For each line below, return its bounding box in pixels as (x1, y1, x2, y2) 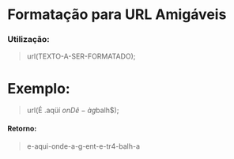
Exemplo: (7, 79, 70, 97)
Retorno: (7, 124, 37, 134)
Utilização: (7, 34, 50, 45)
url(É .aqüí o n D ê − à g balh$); (26, 105, 119, 115)
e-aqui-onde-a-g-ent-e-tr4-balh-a (26, 141, 140, 151)
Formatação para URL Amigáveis (7, 6, 227, 24)
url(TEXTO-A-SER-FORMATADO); (26, 51, 136, 61)
